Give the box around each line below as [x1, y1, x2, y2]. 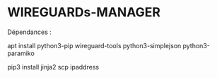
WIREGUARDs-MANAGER [7, 4, 161, 21]
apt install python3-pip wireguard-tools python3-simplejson [7, 41, 182, 50]
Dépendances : [7, 28, 52, 36]
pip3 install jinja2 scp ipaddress [7, 62, 100, 71]
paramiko [7, 49, 35, 57]
